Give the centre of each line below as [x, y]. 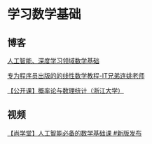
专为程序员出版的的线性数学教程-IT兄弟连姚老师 [76, 76]
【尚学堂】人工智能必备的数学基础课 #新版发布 [75, 133]
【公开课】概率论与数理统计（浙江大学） [65, 91]
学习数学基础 [44, 14]
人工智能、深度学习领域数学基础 [53, 61]
